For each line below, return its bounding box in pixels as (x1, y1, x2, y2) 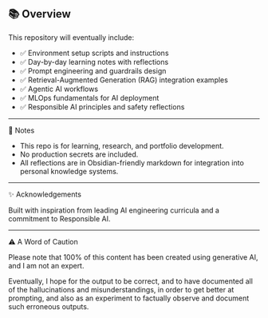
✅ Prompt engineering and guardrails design (19, 66, 167, 75)
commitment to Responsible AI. (8, 213, 111, 223)
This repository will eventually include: (8, 32, 135, 42)
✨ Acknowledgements (8, 189, 82, 199)
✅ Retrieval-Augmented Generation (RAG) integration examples (19, 75, 229, 85)
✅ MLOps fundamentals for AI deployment (19, 93, 160, 102)
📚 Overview (8, 7, 72, 21)
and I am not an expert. (8, 260, 85, 270)
